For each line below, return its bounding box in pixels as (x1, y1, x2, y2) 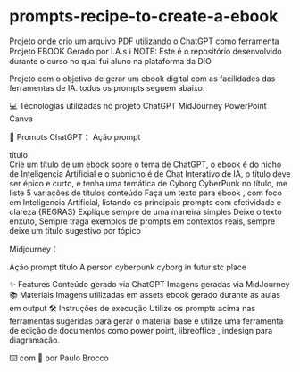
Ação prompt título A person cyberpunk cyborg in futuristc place (9, 261, 247, 272)
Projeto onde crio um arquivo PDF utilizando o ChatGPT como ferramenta (9, 36, 279, 46)
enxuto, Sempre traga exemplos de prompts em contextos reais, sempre (9, 216, 275, 227)
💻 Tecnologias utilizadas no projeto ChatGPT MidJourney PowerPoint (9, 100, 267, 111)
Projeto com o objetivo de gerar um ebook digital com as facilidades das (9, 73, 276, 84)
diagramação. (9, 335, 61, 345)
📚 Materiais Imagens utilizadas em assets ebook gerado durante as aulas (9, 289, 281, 300)
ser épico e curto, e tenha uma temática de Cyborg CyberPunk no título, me (9, 178, 288, 188)
